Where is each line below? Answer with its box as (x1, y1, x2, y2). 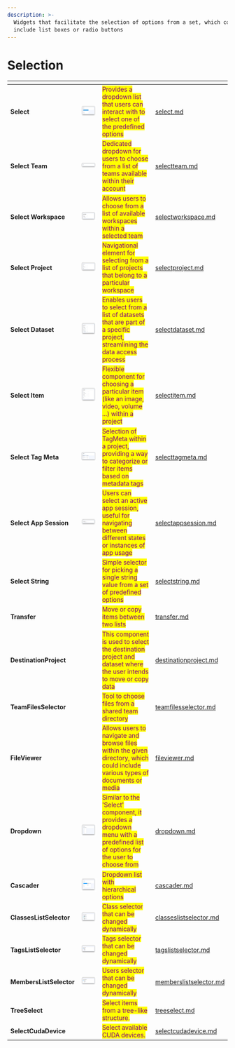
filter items (101, 464, 133, 473)
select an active (101, 496, 148, 504)
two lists (101, 620, 127, 629)
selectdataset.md (155, 325, 205, 334)
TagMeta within (101, 434, 147, 443)
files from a (101, 699, 135, 708)
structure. (101, 1014, 131, 1022)
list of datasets (101, 311, 145, 319)
